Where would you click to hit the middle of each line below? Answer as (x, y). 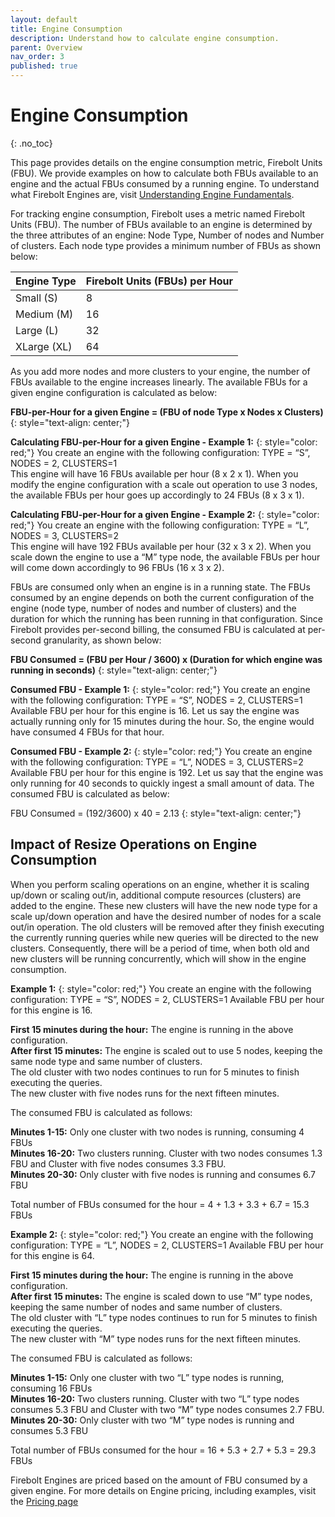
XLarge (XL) (44, 346)
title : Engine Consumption (66, 29)
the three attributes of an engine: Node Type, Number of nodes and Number (167, 235)
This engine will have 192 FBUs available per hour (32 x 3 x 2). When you (161, 546)
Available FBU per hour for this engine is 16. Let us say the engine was (155, 710)
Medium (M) (44, 314)
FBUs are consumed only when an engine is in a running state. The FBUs (160, 587)
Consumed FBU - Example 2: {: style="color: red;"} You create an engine (161, 751)
